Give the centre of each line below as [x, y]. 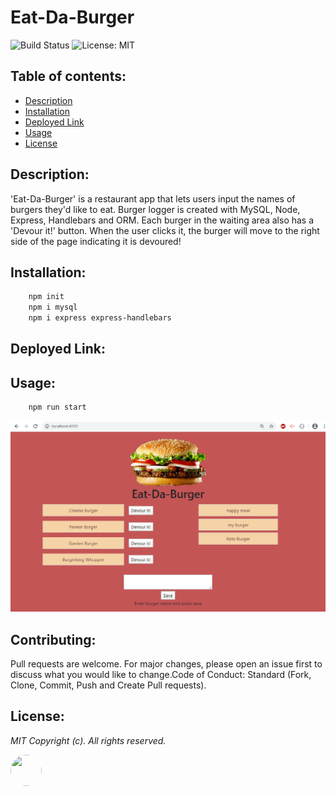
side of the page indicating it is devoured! [96, 241]
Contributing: [53, 639]
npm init [46, 297]
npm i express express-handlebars [100, 318]
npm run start [57, 407]
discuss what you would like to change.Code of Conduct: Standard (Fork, [161, 675]
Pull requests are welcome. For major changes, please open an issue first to [166, 664]
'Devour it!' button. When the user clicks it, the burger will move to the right [165, 230]
